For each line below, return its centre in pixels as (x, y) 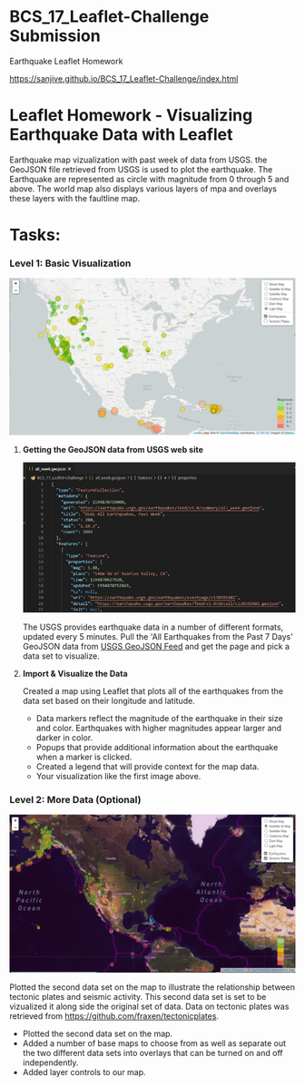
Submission (55, 36)
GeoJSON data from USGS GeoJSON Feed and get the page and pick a (156, 646)
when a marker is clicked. (84, 757)
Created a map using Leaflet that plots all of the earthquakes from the (153, 690)
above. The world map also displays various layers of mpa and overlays (143, 189)
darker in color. (64, 738)
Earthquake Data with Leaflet (121, 135)
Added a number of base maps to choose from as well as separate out (154, 1043)
